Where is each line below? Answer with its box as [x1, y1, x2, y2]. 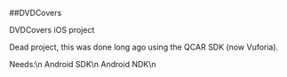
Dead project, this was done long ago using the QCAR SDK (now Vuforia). [9, 42, 279, 52]
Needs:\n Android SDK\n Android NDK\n [9, 59, 157, 69]
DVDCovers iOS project [9, 25, 95, 35]
